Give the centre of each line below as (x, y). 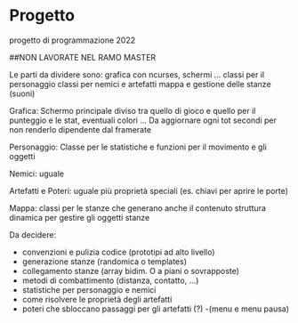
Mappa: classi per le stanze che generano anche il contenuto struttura (138, 208)
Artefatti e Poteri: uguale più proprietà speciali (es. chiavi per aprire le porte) (149, 190)
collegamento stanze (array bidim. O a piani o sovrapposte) (131, 271)
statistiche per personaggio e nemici (89, 289)
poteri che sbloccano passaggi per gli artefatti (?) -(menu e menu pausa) (156, 309)
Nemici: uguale (37, 174)
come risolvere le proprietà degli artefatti (97, 299)
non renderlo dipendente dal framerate (81, 129)
